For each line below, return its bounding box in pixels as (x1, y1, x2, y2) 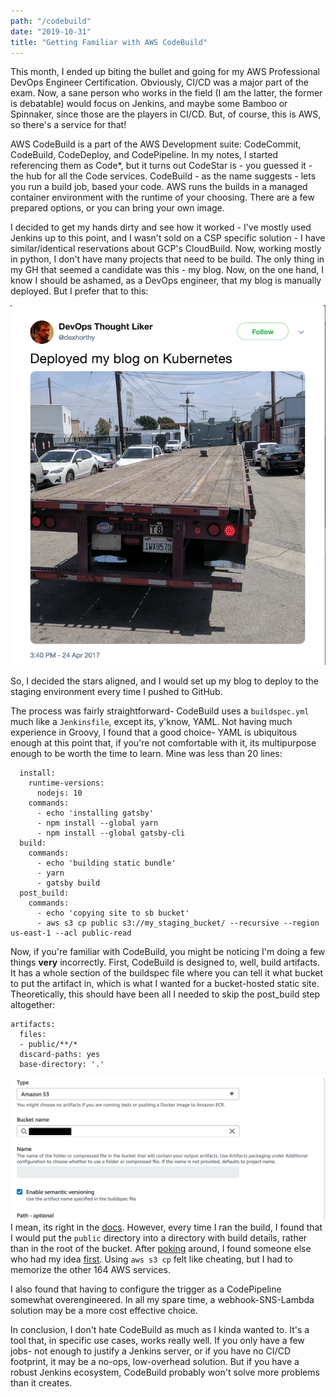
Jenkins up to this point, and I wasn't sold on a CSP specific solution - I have (10, 232, 326, 244)
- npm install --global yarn (36, 818, 159, 828)
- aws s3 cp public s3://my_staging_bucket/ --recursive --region (36, 918, 320, 928)
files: (19, 1029, 47, 1039)
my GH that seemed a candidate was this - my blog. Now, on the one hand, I (10, 264, 325, 276)
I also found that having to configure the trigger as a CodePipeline (10, 1283, 282, 1295)
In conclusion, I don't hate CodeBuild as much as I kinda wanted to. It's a (10, 1324, 310, 1336)
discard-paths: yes (19, 1049, 101, 1059)
